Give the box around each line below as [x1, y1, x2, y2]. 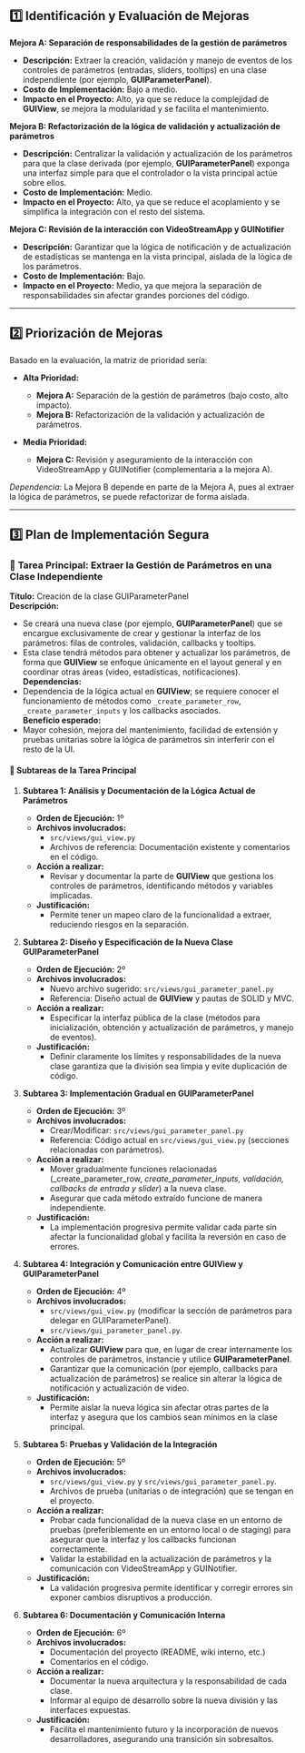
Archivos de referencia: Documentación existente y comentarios [49, 841, 290, 852]
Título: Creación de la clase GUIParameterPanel [9, 591, 189, 602]
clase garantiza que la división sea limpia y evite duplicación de [49, 1060, 288, 1071]
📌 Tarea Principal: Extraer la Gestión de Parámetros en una [9, 559, 272, 572]
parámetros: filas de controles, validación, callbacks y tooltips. [22, 637, 257, 649]
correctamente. [49, 1543, 108, 1555]
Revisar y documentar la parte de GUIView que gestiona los [49, 870, 274, 881]
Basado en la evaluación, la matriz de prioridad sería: [9, 354, 208, 365]
